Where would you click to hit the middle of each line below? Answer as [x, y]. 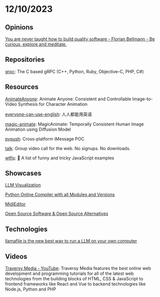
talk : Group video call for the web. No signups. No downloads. [68, 148]
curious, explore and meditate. [36, 44]
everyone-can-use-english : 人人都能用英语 [49, 114]
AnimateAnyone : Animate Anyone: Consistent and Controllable [68, 99]
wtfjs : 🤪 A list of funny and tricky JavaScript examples [60, 158]
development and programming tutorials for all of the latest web [69, 273]
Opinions [19, 27]
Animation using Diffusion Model [38, 129]
